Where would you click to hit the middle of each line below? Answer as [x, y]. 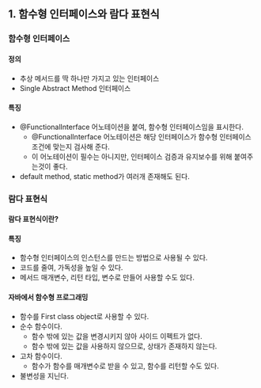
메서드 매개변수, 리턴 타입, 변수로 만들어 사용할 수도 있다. [107, 278]
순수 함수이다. [41, 326]
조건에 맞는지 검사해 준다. [71, 146]
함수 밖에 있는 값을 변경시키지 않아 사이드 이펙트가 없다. [117, 336]
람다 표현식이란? [34, 219]
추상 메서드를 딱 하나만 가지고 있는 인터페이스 [89, 78]
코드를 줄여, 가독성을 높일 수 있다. [71, 268]
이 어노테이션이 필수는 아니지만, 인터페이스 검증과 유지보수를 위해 [132, 156]
